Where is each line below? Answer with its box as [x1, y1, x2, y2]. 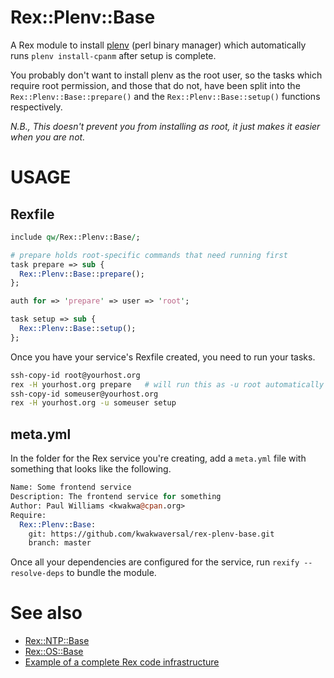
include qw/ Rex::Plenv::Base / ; [10, 232, 141, 242]
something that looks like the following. [10, 463, 172, 475]
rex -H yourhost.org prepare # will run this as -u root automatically [10, 379, 325, 390]
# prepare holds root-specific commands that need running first [10, 250, 288, 260]
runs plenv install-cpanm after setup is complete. [10, 49, 217, 61]
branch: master [28, 538, 92, 548]
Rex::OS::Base [24, 646, 84, 658]
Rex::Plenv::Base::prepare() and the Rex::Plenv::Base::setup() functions [10, 90, 321, 102]
